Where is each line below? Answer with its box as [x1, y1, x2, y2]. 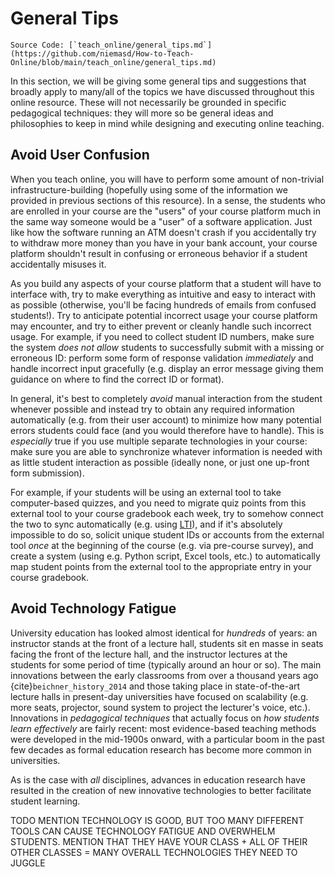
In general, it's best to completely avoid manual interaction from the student [10, 392, 323, 404]
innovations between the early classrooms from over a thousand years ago [10, 669, 319, 681]
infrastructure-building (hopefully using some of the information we [10, 183, 288, 196]
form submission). [10, 467, 85, 479]
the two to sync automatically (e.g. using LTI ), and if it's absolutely [10, 518, 283, 530]
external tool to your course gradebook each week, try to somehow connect [10, 507, 324, 519]
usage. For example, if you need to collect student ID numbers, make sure [10, 330, 315, 342]
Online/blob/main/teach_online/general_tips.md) [10, 57, 217, 67]
